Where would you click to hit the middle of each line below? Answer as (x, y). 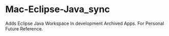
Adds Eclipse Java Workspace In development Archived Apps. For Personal (85, 23)
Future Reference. (24, 28)
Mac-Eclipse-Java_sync (58, 9)
